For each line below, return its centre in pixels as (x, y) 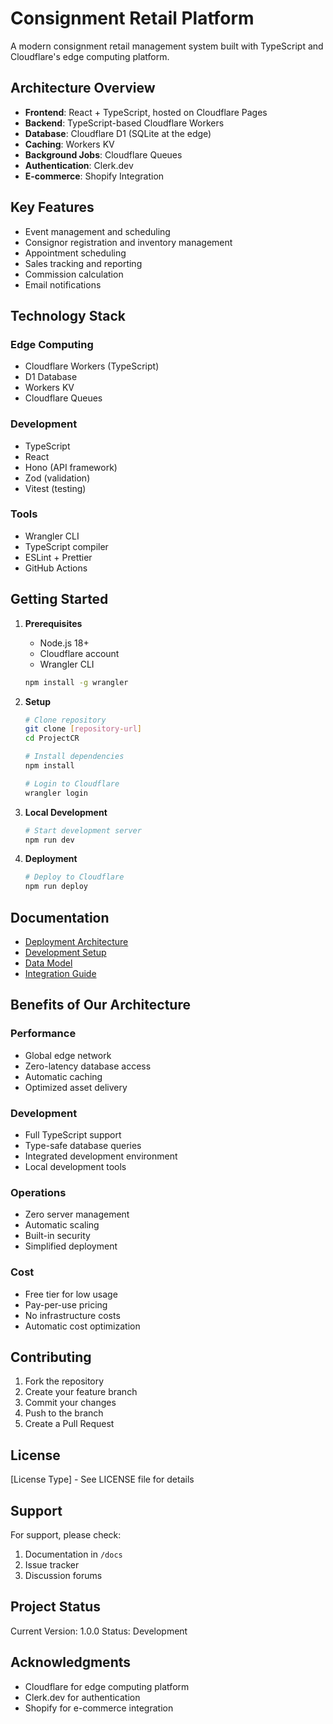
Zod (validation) (57, 478)
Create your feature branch (81, 1392)
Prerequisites (53, 623)
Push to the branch (64, 1413)
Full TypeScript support (73, 1134)
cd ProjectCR (52, 738)
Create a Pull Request (69, 1424)
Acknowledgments (71, 1662)
